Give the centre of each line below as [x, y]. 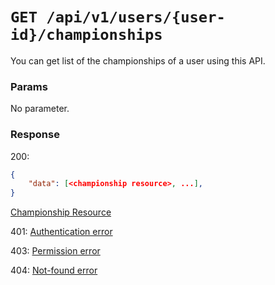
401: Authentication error [61, 232]
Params [29, 86]
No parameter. [40, 109]
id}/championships [86, 35]
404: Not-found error [54, 270]
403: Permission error [55, 251]
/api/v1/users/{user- [136, 17]
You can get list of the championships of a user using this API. [138, 60]
